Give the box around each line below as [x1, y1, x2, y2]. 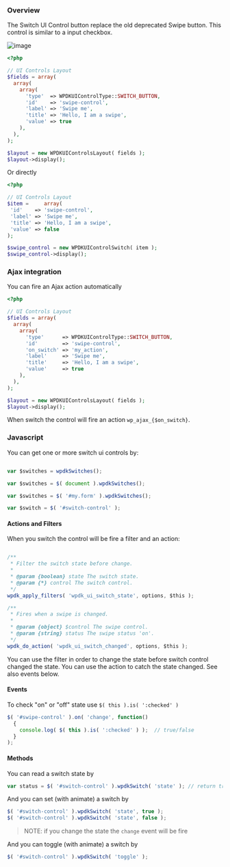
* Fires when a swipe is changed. [10, 611, 109, 618]
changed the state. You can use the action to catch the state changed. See [7, 662, 218, 670]
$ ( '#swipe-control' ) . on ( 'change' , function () [7, 714, 149, 720]
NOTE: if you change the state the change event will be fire [23, 827, 188, 835]
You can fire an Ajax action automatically [7, 283, 122, 291]
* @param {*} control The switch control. [10, 579, 133, 586]
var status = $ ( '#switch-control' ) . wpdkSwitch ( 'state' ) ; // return [7, 783, 216, 790]
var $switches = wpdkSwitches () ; [7, 468, 103, 475]
